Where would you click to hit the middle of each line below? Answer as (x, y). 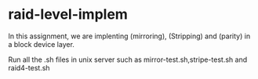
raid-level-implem (68, 14)
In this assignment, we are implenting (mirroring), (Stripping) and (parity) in (129, 36)
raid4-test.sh (29, 67)
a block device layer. (41, 44)
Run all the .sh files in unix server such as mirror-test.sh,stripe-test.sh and (128, 59)
